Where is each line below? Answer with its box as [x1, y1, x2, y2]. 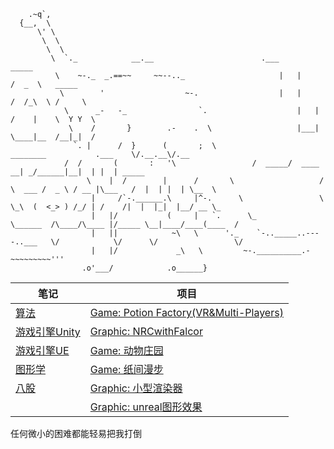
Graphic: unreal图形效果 [89, 400, 203, 414]
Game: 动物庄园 [89, 344, 164, 357]
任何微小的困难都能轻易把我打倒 [10, 428, 142, 439]
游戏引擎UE [15, 344, 70, 357]
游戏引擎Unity [15, 325, 81, 339]
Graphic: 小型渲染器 [89, 381, 183, 395]
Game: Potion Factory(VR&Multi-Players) [89, 306, 284, 319]
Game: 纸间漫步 [89, 363, 164, 376]
